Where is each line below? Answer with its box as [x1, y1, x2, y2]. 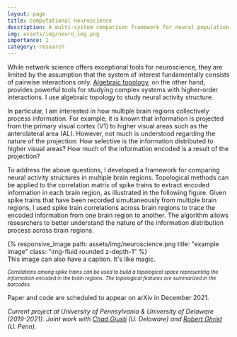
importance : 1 [7, 37, 50, 44]
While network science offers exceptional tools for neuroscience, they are [7, 63, 223, 71]
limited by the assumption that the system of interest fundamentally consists [7, 70, 230, 79]
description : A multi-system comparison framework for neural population [7, 23, 230, 31]
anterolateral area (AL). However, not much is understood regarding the [7, 129, 216, 138]
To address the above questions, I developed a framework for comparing [7, 166, 220, 174]
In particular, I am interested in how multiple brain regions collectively [7, 107, 210, 115]
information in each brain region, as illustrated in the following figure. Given [7, 189, 226, 197]
